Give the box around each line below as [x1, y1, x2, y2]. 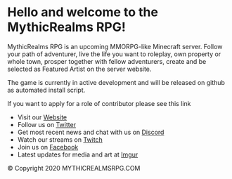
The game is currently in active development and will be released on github [7, 78, 225, 86]
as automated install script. [7, 86, 86, 94]
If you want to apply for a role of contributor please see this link [7, 99, 191, 107]
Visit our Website [17, 113, 67, 121]
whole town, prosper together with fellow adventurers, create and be [7, 57, 207, 65]
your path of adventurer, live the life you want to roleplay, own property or [7, 50, 221, 58]
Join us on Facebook [17, 142, 79, 151]
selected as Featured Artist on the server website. [7, 65, 152, 73]
